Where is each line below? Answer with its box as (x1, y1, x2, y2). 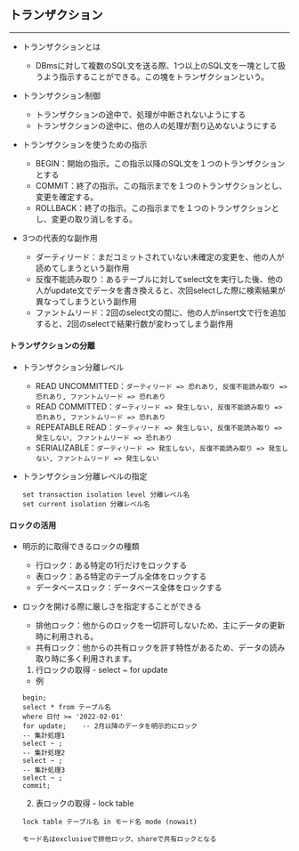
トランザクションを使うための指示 (21, 139, 148, 150)
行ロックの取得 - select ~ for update (35, 665, 168, 676)
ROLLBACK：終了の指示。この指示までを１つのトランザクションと (35, 202, 280, 213)
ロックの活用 (9, 519, 56, 531)
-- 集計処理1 (21, 732, 65, 741)
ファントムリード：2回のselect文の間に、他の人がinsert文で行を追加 (35, 307, 287, 318)
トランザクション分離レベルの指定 (21, 471, 148, 482)
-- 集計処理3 (21, 766, 65, 775)
